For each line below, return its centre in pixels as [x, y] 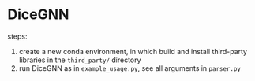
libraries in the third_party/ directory [80, 60]
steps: [17, 36]
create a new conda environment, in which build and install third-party [133, 51]
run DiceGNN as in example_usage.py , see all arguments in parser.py [130, 68]
